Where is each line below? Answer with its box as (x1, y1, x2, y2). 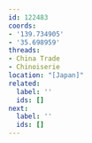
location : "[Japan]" (8, 71, 85, 80)
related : (8, 79, 41, 88)
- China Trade (8, 54, 61, 63)
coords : (8, 21, 37, 30)
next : (8, 104, 28, 113)
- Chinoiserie (8, 63, 61, 72)
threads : (8, 46, 41, 55)
